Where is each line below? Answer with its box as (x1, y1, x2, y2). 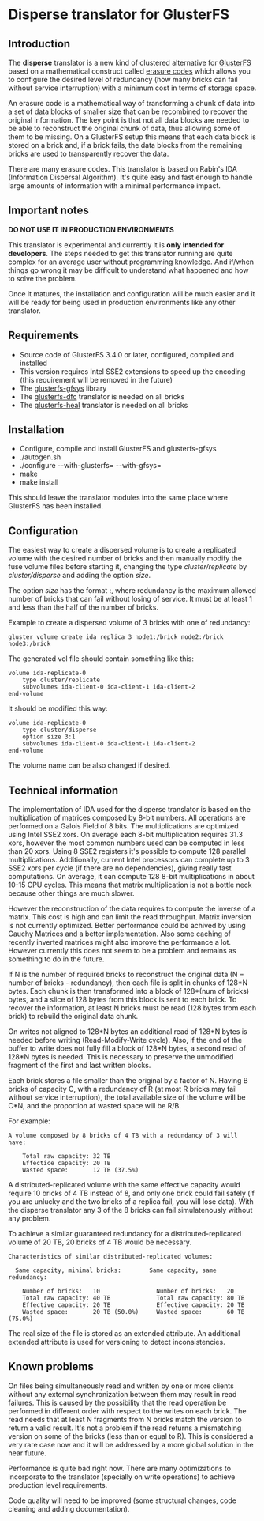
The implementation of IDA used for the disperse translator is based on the (8, 805, 251, 814)
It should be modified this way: (8, 704, 108, 713)
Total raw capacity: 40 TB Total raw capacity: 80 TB (22, 1294, 245, 1302)
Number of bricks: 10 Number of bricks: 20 (22, 1287, 235, 1296)
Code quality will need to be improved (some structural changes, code (8, 1496, 236, 1505)
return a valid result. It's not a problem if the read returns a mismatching (8, 1423, 242, 1432)
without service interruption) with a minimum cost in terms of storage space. (8, 83, 257, 92)
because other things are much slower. (8, 889, 136, 898)
